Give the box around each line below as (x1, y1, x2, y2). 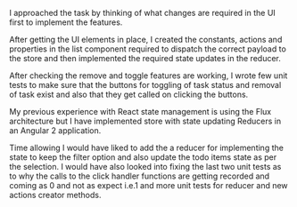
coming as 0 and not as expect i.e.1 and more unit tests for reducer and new (9, 180, 288, 190)
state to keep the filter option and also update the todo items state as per (9, 152, 277, 163)
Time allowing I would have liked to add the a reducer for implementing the (9, 142, 284, 153)
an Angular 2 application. (9, 125, 102, 136)
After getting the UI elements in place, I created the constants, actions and (9, 35, 283, 44)
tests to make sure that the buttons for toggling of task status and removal (9, 80, 282, 90)
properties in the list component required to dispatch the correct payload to (9, 44, 287, 54)
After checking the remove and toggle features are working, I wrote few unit (9, 70, 288, 81)
